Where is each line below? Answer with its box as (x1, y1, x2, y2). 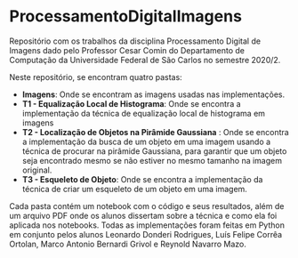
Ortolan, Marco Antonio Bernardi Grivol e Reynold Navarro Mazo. (9, 238, 247, 249)
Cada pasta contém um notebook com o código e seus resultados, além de (9, 200, 285, 211)
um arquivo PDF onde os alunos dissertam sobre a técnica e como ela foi (9, 210, 278, 221)
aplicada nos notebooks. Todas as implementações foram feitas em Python (9, 220, 285, 230)
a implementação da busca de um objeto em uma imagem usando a (21, 136, 271, 147)
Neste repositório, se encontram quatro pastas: (9, 71, 182, 82)
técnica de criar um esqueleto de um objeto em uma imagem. (21, 183, 247, 194)
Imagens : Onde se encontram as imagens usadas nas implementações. (21, 89, 286, 100)
